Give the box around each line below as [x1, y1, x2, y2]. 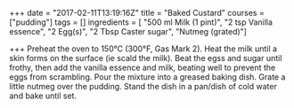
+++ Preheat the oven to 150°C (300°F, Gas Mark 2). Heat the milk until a [9, 43, 278, 54]
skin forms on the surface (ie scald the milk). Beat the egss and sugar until [9, 53, 282, 63]
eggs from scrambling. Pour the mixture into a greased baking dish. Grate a [9, 72, 286, 82]
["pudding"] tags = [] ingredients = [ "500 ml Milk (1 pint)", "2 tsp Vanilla [9, 17, 274, 27]
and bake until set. [9, 90, 78, 101]
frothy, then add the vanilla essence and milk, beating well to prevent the [9, 62, 276, 73]
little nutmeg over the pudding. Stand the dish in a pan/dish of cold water [9, 81, 278, 91]
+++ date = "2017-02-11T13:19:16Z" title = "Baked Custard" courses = [9, 8, 265, 18]
